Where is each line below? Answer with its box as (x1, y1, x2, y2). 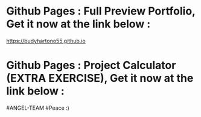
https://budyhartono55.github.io (6, 37, 86, 44)
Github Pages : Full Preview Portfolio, (6, 4, 196, 18)
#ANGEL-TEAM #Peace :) (6, 104, 69, 112)
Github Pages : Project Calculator (6, 59, 176, 72)
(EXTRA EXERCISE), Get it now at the (6, 72, 194, 85)
